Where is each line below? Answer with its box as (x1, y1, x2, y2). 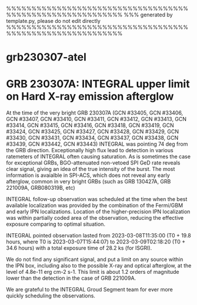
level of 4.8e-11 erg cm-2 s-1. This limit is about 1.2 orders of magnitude (6, 269, 179, 276)
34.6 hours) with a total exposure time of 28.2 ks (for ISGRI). (6, 244, 152, 252)
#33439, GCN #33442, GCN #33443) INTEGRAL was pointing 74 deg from (6, 140, 188, 148)
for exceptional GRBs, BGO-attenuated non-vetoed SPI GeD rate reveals (6, 159, 181, 166)
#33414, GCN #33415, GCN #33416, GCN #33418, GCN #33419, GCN (6, 122, 175, 129)
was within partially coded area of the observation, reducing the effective (6, 214, 184, 222)
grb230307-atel (6, 51, 87, 64)
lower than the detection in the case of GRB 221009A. (6, 274, 136, 281)
